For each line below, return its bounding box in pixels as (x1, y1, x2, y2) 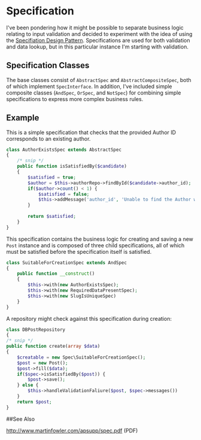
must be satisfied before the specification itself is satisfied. (6, 248, 152, 255)
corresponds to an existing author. (6, 135, 91, 142)
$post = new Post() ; (17, 360, 68, 366)
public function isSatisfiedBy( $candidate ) (17, 163, 127, 169)
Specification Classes (6, 60, 90, 71)
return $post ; (17, 399, 52, 405)
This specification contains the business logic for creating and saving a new (6, 235, 193, 242)
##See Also (6, 415, 35, 423)
